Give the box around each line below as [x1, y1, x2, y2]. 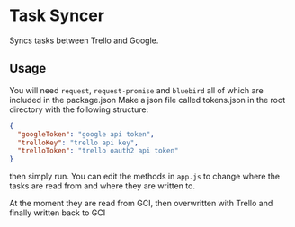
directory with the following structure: [9, 104, 149, 115]
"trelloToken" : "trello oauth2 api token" [17, 146, 179, 155]
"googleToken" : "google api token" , [17, 129, 155, 139]
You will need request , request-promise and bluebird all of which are [9, 84, 264, 95]
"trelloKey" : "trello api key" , [17, 138, 139, 147]
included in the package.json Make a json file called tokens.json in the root [9, 94, 286, 105]
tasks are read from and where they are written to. [9, 180, 196, 191]
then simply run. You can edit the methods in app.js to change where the [9, 171, 281, 182]
